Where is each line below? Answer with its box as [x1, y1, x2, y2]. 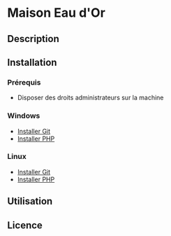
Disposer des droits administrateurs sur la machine [17, 93, 164, 102]
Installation [7, 56, 57, 68]
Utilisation [7, 195, 53, 207]
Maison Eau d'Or [7, 5, 106, 21]
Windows [7, 111, 40, 120]
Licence [7, 219, 43, 231]
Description [7, 33, 59, 45]
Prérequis [7, 77, 41, 87]
